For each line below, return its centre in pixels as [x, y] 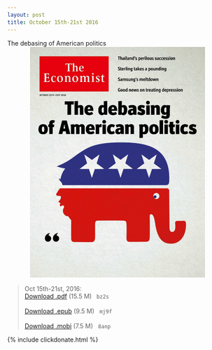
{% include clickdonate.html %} [53, 339]
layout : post [26, 15]
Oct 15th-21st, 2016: [53, 288]
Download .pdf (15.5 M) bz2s [67, 296]
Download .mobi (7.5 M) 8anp [68, 325]
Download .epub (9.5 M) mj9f [68, 311]
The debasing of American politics [57, 43]
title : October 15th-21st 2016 [53, 22]
